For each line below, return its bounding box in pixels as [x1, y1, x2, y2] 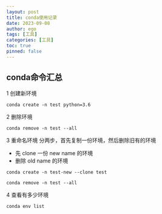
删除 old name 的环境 [15, 157, 69, 164]
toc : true [6, 43, 32, 49]
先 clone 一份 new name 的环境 [15, 149, 93, 156]
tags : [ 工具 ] [6, 32, 38, 38]
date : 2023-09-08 [6, 20, 50, 26]
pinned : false [6, 48, 42, 55]
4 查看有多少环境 [6, 191, 49, 198]
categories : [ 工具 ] [6, 37, 54, 43]
